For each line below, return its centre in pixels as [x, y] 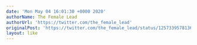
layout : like [22, 33]
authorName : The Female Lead [42, 17]
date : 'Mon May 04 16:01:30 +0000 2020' [56, 11]
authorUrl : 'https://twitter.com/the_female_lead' [69, 22]
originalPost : [23, 28]
